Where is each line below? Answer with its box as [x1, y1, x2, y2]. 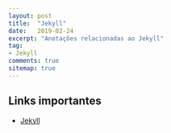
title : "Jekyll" [8, 19, 67, 27]
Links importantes [8, 94, 102, 108]
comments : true [8, 57, 60, 65]
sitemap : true [8, 64, 56, 73]
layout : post [8, 11, 52, 20]
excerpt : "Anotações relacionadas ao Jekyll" [8, 34, 164, 43]
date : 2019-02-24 [8, 27, 74, 35]
